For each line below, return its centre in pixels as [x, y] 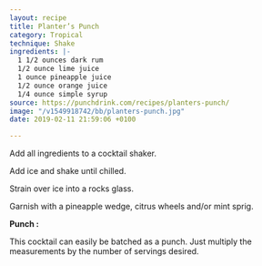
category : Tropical [46, 35]
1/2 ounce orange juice [62, 86]
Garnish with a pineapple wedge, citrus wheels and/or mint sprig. [131, 207]
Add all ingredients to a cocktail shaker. [83, 153]
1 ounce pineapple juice [65, 77]
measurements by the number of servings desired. [104, 251]
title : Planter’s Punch [55, 26]
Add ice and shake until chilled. [68, 171]
